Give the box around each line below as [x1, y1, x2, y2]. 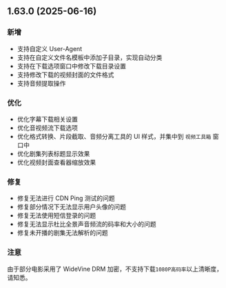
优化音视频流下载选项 [17, 124, 78, 132]
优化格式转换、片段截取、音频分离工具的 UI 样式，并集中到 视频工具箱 [17, 132, 212, 140]
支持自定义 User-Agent [17, 44, 83, 52]
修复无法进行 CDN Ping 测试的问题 [17, 194, 115, 202]
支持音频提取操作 [17, 79, 66, 87]
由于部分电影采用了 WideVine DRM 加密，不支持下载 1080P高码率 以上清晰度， [7, 265, 223, 273]
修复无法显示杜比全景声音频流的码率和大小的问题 [17, 220, 156, 229]
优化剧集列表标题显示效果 [17, 149, 90, 157]
